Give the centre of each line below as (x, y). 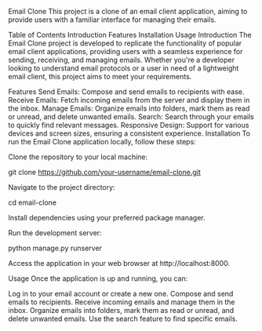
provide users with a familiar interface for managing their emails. (113, 20)
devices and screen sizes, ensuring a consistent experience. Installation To (129, 133)
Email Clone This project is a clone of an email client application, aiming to (128, 11)
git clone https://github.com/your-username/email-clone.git (105, 172)
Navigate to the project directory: (62, 187)
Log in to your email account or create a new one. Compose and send (121, 294)
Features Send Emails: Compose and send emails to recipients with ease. (126, 92)
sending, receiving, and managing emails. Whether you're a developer (122, 60)
